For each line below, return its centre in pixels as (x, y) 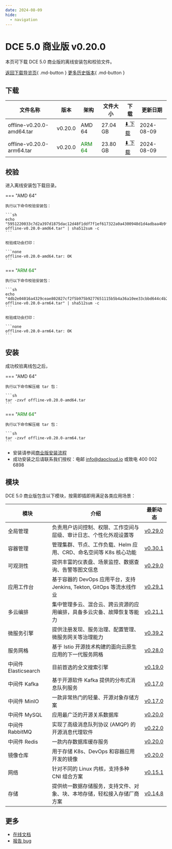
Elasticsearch (24, 671)
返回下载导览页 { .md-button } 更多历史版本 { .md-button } (65, 73)
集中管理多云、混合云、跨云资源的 (93, 604)
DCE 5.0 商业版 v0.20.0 (56, 46)
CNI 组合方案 (68, 776)
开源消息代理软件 (72, 732)
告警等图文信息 (80, 570)
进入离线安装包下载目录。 (32, 185)
